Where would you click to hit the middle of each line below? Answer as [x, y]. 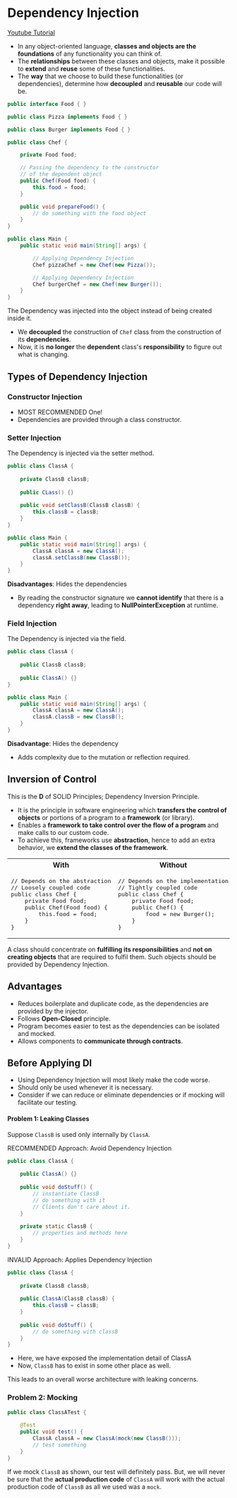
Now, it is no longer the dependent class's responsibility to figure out [120, 347]
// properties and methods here [80, 1233]
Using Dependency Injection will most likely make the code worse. [114, 1080]
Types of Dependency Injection [78, 376]
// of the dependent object [61, 174]
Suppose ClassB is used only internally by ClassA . [79, 1134]
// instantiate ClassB [66, 1193]
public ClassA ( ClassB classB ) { [67, 1299]
